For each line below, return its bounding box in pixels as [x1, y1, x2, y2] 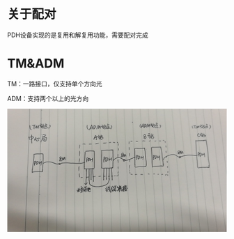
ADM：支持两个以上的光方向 [7, 94, 89, 102]
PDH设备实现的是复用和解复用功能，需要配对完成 [7, 31, 148, 39]
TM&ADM [7, 56, 65, 72]
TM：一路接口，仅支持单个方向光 [7, 79, 102, 88]
